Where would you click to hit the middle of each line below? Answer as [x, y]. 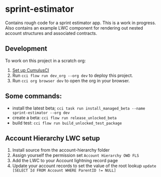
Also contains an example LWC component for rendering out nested [74, 28]
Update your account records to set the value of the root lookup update [84, 166]
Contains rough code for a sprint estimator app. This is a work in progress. [80, 23]
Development [26, 49]
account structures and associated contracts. [51, 33]
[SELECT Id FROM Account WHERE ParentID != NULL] [64, 171]
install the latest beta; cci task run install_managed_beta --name [79, 108]
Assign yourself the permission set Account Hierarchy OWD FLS [76, 155]
